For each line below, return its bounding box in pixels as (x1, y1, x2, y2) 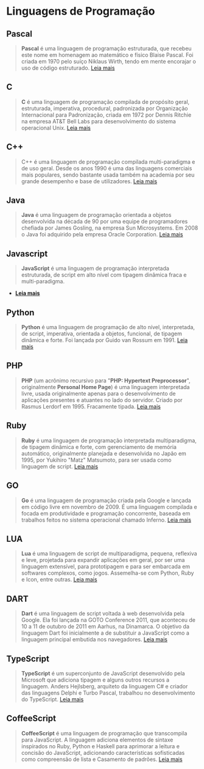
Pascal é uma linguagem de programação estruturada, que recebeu (21, 45, 192, 52)
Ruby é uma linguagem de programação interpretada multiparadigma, (21, 437, 197, 444)
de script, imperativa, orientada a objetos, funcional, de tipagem (21, 330, 183, 337)
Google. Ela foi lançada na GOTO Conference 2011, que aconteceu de (21, 616, 196, 624)
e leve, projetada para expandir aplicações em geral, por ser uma (21, 556, 185, 564)
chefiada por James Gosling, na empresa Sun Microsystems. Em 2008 (21, 224, 199, 231)
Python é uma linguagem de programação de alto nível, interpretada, (21, 324, 195, 331)
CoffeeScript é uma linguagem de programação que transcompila (21, 729, 188, 737)
